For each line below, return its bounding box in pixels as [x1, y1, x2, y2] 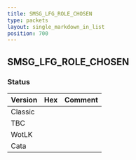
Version [11, 95, 38, 105]
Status [7, 76, 30, 86]
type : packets [7, 17, 49, 24]
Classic [11, 107, 35, 116]
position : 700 [7, 29, 49, 37]
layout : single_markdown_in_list [7, 23, 105, 30]
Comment [64, 95, 98, 105]
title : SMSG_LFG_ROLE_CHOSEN [7, 10, 93, 18]
